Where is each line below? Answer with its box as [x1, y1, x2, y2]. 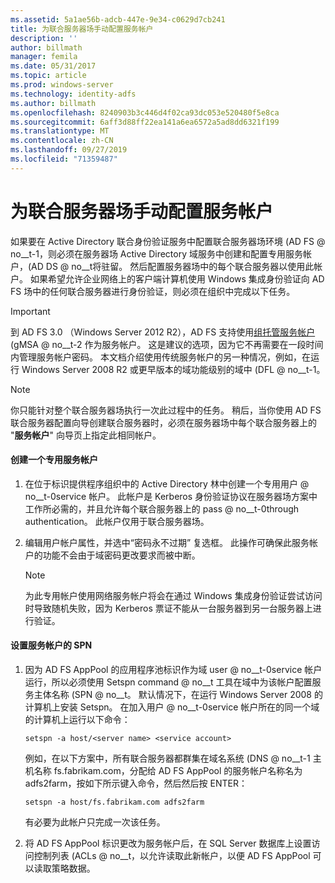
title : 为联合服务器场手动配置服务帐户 [10, 24, 154, 34]
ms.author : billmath [10, 98, 97, 108]
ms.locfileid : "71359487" [10, 154, 118, 164]
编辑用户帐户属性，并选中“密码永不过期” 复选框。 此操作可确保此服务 [24, 536, 310, 548]
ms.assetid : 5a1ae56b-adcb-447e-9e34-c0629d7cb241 [10, 14, 226, 25]
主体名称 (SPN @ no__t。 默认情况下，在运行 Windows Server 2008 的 [33, 689, 323, 701]
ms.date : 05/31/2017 [10, 61, 97, 71]
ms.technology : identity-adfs [10, 89, 137, 99]
